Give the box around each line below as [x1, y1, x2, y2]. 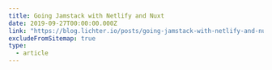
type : [8, 42, 27, 50]
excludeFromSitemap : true [8, 34, 96, 43]
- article [15, 49, 49, 57]
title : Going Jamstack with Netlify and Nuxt [8, 11, 164, 20]
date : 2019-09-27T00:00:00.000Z [8, 19, 117, 27]
